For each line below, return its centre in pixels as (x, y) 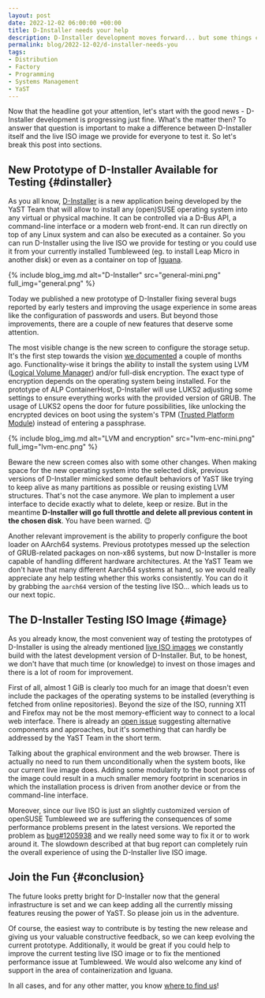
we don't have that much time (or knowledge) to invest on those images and (132, 664)
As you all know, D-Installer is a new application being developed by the (125, 201)
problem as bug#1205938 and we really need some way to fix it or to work (129, 835)
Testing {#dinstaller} (60, 182)
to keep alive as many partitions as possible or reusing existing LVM (118, 487)
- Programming (32, 74)
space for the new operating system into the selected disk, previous (118, 471)
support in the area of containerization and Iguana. (91, 970)
